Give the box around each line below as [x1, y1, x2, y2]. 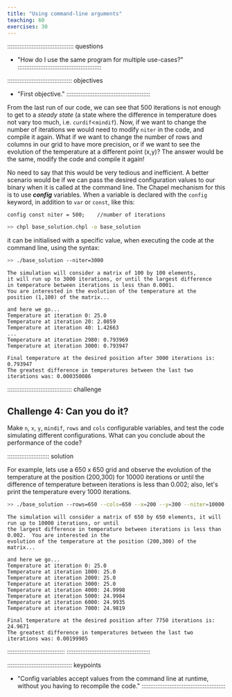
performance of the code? [7, 438, 82, 447]
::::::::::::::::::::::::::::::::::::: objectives [7, 76, 103, 85]
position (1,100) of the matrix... [7, 294, 110, 301]
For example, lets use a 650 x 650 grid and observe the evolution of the [7, 465, 211, 473]
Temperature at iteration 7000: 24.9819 [7, 605, 126, 612]
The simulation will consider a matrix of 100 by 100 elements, [7, 270, 197, 277]
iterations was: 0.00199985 [7, 635, 89, 642]
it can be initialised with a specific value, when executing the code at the [7, 236, 215, 245]
